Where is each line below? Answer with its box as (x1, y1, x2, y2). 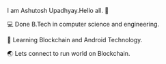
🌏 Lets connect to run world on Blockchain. (7, 50, 130, 57)
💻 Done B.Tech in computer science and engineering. (7, 20, 159, 28)
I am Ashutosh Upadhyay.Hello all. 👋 (7, 7, 109, 14)
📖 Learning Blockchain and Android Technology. (7, 36, 143, 44)
